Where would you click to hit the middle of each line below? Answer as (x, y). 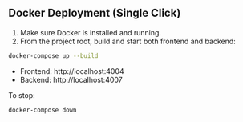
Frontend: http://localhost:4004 (72, 71)
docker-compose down (43, 110)
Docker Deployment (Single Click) (95, 13)
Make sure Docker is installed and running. (91, 32)
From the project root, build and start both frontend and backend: (128, 41)
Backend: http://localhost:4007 (71, 79)
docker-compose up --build (53, 55)
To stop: (22, 95)
